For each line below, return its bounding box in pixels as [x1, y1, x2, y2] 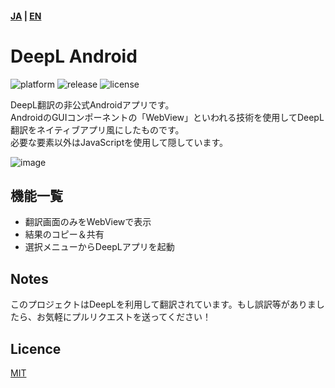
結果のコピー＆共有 [24, 228, 105, 241]
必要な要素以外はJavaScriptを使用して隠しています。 [10, 136, 228, 148]
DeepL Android [10, 45, 138, 67]
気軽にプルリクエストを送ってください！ [44, 311, 212, 323]
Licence [10, 340, 62, 357]
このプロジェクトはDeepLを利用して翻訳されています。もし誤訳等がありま [10, 298, 317, 311]
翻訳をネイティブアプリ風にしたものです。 [10, 123, 185, 136]
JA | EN [10, 10, 42, 22]
